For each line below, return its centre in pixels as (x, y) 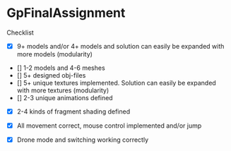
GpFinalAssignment (66, 13)
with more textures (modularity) (63, 90)
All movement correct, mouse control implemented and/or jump (109, 126)
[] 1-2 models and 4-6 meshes (61, 68)
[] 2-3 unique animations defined (65, 98)
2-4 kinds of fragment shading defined (73, 111)
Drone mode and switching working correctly (83, 140)
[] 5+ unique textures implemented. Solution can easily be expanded (116, 83)
